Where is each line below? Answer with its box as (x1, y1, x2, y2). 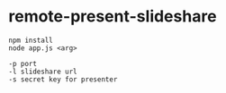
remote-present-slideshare (8, 6, 217, 27)
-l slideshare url (8, 67, 77, 76)
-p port (8, 59, 38, 68)
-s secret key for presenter (8, 74, 118, 84)
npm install (8, 36, 53, 45)
